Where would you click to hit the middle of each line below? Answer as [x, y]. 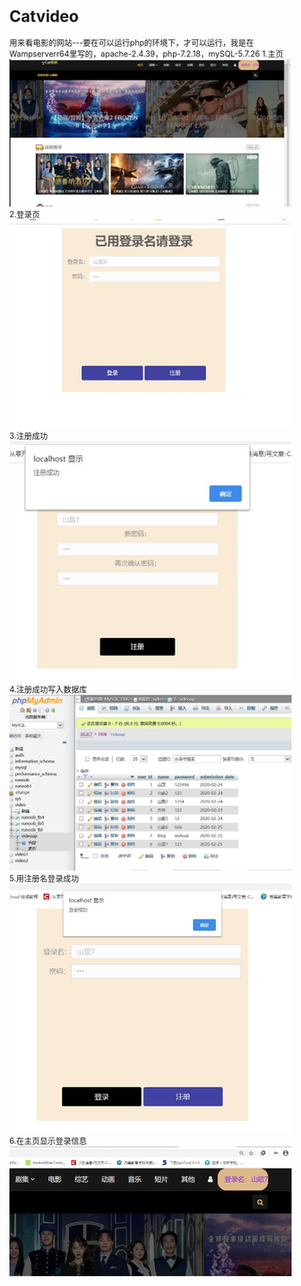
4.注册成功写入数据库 [48, 689]
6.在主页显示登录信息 [48, 1141]
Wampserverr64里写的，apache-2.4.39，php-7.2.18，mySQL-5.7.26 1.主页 [146, 53]
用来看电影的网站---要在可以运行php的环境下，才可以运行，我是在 [132, 42]
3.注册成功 [29, 435]
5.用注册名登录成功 [44, 879]
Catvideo [44, 17]
